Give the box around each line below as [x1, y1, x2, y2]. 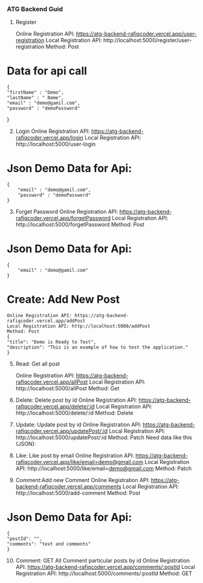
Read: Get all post [15, 360, 60, 367]
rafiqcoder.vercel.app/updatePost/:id [15, 428, 108, 435]
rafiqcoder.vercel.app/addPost [7, 318, 86, 324]
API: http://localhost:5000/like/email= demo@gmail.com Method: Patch [15, 465, 192, 472]
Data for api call [7, 64, 87, 78]
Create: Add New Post [7, 292, 120, 306]
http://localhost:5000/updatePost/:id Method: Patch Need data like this [15, 434, 192, 441]
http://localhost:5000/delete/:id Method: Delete [15, 410, 134, 417]
